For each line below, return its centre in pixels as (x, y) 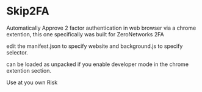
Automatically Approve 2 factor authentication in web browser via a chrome (101, 28)
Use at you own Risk (32, 82)
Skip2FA (28, 11)
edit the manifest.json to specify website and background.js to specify (95, 46)
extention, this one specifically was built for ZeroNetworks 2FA (85, 34)
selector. (17, 52)
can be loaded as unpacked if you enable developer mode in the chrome (98, 64)
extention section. (29, 70)
